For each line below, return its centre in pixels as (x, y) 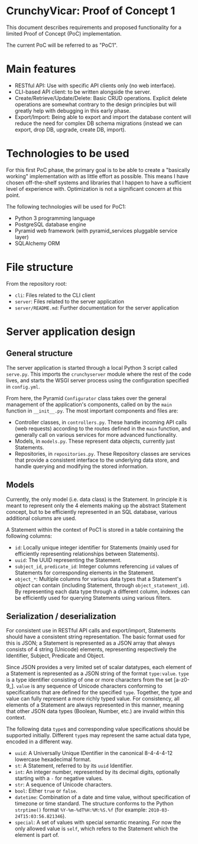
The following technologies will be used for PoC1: (66, 206)
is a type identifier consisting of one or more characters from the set (89, 680)
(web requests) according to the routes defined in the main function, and (103, 429)
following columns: (29, 536)
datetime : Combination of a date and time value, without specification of (103, 797)
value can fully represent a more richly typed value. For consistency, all (93, 699)
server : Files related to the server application (69, 301)
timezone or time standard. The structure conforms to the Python (94, 804)
